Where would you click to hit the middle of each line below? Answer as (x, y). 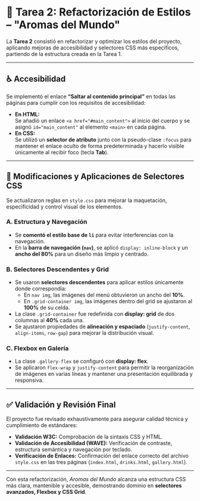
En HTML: (27, 114)
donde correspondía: (40, 289)
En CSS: (25, 133)
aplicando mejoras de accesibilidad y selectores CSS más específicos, (93, 48)
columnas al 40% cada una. (49, 320)
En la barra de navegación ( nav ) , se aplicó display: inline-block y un (101, 247)
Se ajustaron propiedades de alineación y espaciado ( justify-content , (102, 326)
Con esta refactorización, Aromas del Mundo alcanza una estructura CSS (96, 480)
